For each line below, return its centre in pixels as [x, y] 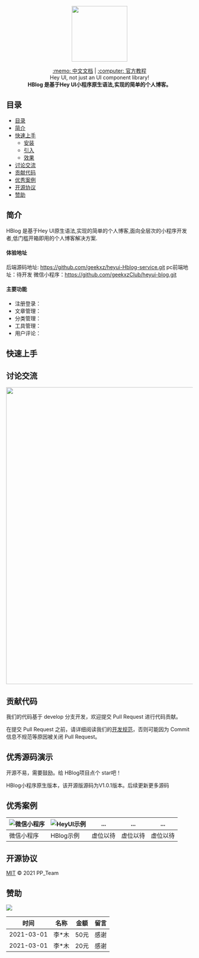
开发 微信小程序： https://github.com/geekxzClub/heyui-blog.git [99, 274]
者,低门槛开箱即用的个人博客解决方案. [52, 238]
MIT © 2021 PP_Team [33, 873]
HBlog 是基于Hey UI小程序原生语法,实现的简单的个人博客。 [99, 84]
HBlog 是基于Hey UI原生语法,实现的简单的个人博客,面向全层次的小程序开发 [97, 230]
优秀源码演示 [30, 757]
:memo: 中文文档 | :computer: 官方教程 [99, 71]
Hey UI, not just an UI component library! [99, 78]
